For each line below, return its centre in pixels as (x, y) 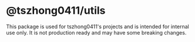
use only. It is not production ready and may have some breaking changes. (96, 32)
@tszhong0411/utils (56, 11)
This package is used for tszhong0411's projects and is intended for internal (97, 26)
